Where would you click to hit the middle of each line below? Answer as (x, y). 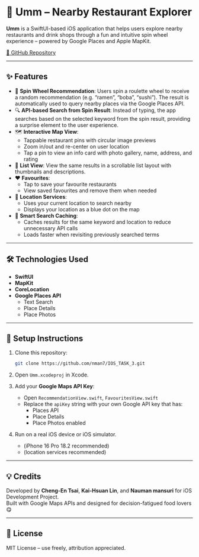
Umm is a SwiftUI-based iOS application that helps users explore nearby (94, 28)
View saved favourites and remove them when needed (90, 190)
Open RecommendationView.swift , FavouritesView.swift (91, 398)
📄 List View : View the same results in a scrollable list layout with (93, 165)
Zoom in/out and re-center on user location (76, 146)
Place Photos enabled (59, 423)
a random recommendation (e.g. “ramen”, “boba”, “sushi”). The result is (102, 97)
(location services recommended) (65, 452)
